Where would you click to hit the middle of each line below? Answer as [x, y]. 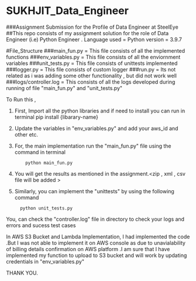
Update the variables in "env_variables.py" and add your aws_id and [96, 128]
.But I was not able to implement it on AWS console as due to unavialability [96, 243]
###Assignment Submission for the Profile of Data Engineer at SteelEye [92, 27]
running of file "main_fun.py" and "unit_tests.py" [64, 88]
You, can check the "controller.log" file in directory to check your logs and [95, 219]
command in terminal [40, 152]
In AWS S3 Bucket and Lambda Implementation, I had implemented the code [98, 237]
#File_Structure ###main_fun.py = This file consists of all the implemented [96, 50]
